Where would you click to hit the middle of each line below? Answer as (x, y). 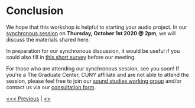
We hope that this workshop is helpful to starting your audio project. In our (97, 27)
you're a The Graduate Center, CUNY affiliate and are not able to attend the (97, 75)
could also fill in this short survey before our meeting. (71, 57)
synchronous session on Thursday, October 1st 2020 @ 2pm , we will (91, 33)
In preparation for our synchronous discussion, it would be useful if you (93, 50)
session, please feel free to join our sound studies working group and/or (94, 81)
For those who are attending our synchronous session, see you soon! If (93, 68)
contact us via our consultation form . (51, 87)
